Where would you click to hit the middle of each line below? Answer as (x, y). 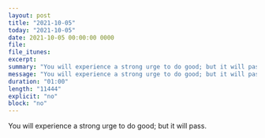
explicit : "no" (33, 96)
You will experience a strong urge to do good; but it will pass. (108, 126)
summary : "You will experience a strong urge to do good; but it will (127, 67)
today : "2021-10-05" (42, 30)
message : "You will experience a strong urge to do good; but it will (127, 74)
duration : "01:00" (38, 81)
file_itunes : (30, 52)
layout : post (30, 15)
